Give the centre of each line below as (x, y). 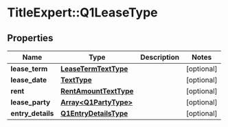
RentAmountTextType (97, 91)
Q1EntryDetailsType (94, 113)
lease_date (29, 80)
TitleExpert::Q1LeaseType (82, 13)
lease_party (31, 102)
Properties (30, 38)
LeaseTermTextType (94, 69)
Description (160, 57)
